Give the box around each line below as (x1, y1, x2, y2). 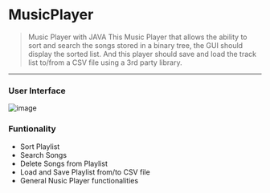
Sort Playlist (19, 142, 60, 151)
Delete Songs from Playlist (19, 159, 108, 168)
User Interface (8, 85, 66, 96)
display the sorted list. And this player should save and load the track (27, 49, 257, 58)
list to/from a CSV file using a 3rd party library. (27, 58, 182, 67)
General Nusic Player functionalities (19, 175, 139, 185)
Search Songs (19, 150, 67, 159)
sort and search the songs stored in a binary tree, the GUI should (27, 40, 243, 50)
